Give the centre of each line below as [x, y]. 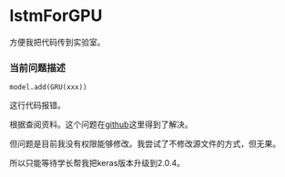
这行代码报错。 [37, 105]
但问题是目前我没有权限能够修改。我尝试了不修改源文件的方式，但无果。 [145, 144]
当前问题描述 [38, 67]
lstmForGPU [56, 16]
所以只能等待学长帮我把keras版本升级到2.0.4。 [97, 163]
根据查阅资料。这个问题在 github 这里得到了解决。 [101, 124]
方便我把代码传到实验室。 [57, 42]
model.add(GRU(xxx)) [49, 87]
